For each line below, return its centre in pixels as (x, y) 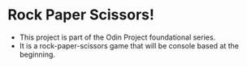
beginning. (37, 54)
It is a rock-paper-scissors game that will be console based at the (129, 45)
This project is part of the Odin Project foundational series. (117, 37)
